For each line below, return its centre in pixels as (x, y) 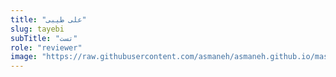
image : (24, 57)
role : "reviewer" (46, 47)
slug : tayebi (37, 29)
